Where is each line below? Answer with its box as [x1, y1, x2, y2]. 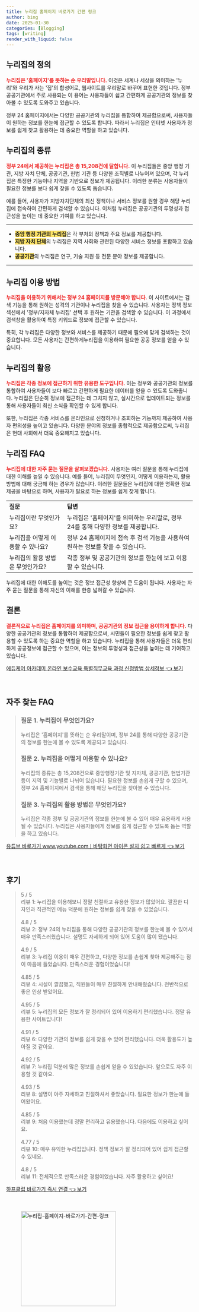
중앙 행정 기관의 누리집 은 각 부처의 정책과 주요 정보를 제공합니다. [14, 230, 163, 238]
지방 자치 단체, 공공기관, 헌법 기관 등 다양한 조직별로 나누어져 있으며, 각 [14, 170, 178, 177]
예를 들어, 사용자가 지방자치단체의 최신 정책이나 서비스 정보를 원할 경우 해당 [6, 197, 180, 204]
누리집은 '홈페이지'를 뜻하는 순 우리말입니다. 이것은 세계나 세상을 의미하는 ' [6, 77, 178, 84]
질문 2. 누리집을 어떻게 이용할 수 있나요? [20, 755, 129, 763]
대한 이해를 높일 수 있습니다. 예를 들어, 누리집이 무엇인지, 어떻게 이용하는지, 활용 [6, 473, 191, 480]
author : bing [6, 14, 38, 20]
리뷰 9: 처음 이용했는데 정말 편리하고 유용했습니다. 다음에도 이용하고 [20, 1118, 178, 1125]
